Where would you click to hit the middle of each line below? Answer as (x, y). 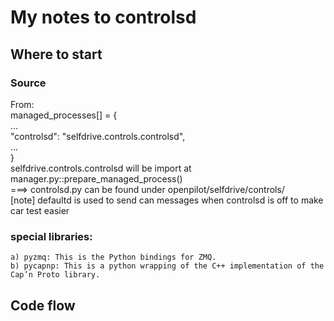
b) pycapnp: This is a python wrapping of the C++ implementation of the (167, 266)
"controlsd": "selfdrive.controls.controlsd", (98, 136)
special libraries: (51, 236)
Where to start (56, 54)
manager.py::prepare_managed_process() (96, 178)
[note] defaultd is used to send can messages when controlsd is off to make (167, 200)
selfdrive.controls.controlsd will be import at (101, 168)
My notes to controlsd (103, 17)
